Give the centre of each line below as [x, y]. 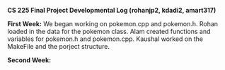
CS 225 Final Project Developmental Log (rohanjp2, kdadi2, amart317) [112, 10]
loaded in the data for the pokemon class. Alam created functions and [109, 31]
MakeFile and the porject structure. [58, 46]
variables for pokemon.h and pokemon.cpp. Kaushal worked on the [105, 39]
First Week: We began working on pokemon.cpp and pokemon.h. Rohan [112, 24]
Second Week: [29, 60]
